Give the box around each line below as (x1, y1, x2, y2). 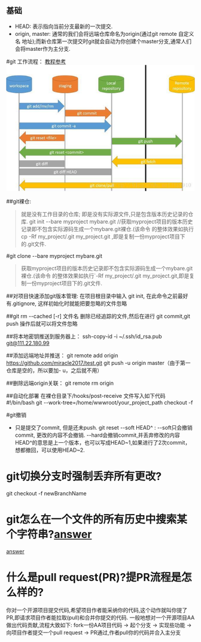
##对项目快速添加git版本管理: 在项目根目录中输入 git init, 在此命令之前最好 (6, 292, 188, 299)
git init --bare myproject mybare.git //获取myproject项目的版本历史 (29, 218, 193, 225)
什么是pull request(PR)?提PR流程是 (6, 570, 182, 584)
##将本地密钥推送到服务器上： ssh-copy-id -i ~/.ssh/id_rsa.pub (6, 333, 162, 340)
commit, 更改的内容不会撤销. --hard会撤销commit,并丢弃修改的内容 (14, 431, 181, 439)
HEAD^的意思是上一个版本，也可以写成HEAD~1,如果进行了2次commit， (14, 439, 190, 446)
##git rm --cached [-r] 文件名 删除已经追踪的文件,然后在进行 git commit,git (6, 312, 190, 320)
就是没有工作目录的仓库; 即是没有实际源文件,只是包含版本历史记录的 (20, 210, 188, 217)
